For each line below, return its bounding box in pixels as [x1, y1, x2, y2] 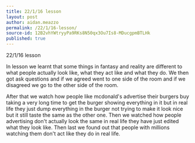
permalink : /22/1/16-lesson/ [6, 25, 77, 31]
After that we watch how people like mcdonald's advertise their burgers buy [6, 93, 189, 100]
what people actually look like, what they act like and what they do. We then [6, 69, 189, 76]
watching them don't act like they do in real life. [6, 130, 121, 137]
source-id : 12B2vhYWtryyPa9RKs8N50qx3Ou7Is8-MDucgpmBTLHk [6, 30, 150, 36]
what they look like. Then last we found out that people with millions [6, 124, 170, 131]
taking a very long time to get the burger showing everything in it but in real [6, 99, 188, 106]
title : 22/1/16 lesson [6, 8, 61, 15]
